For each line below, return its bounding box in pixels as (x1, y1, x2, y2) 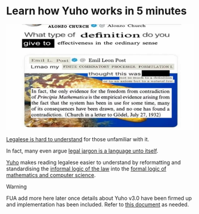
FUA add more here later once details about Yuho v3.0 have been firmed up (6, 194, 192, 201)
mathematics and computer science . (6, 171, 96, 178)
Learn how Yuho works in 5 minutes (6, 4, 187, 18)
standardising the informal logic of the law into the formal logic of (6, 165, 167, 172)
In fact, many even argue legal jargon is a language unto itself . (6, 147, 158, 154)
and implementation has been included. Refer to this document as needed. (6, 201, 189, 208)
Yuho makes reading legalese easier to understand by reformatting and (6, 159, 181, 166)
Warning (6, 183, 27, 190)
